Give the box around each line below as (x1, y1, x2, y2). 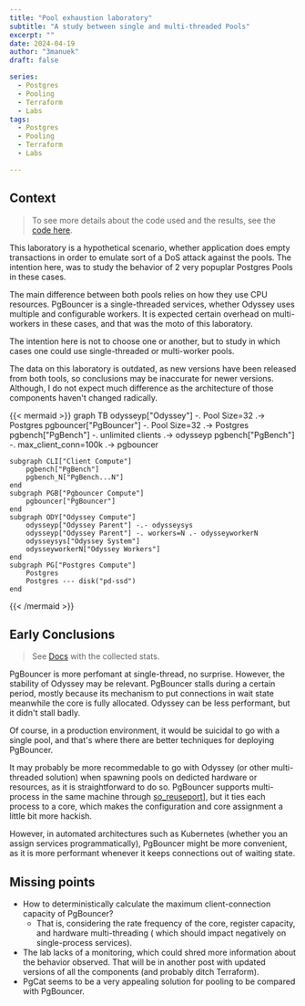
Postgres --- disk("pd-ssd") (25, 576, 137, 585)
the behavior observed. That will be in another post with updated (22, 957, 266, 968)
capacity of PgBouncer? (22, 908, 114, 919)
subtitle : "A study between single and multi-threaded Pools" (9, 22, 250, 31)
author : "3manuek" (9, 47, 79, 57)
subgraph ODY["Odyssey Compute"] (9, 512, 137, 521)
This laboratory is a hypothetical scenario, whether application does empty (9, 242, 290, 253)
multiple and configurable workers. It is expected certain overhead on (9, 308, 271, 320)
